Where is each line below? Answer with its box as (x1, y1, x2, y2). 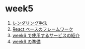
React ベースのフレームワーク (12, 26, 74, 32)
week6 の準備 (12, 38, 41, 45)
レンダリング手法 (12, 20, 48, 26)
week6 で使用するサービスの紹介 (12, 32, 80, 38)
